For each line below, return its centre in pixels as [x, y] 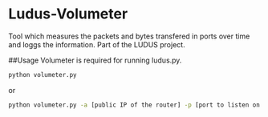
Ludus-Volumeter [68, 14]
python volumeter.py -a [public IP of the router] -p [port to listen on [134, 105]
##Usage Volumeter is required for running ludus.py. [95, 60]
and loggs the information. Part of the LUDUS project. [97, 44]
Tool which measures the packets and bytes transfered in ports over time [129, 36]
